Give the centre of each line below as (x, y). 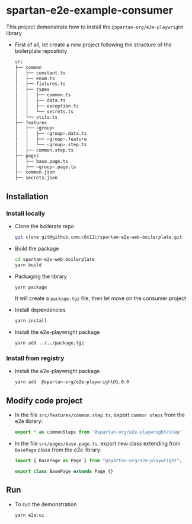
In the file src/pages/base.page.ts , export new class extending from (97, 443)
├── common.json (35, 172)
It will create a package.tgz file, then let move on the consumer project (100, 298)
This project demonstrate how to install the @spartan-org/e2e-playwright (95, 27)
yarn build (28, 265)
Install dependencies (40, 310)
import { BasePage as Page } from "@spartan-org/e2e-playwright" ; (98, 460)
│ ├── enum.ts (35, 78)
